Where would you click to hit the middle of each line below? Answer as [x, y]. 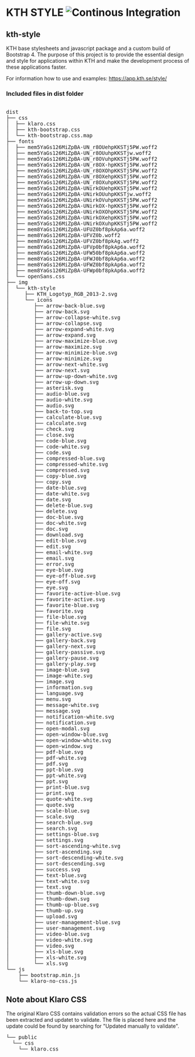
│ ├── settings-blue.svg [52, 834]
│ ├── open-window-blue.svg [57, 735]
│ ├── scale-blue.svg [48, 811]
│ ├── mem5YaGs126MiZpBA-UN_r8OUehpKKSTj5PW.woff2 [82, 147]
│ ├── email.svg [40, 558]
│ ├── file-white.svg [48, 623]
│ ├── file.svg [39, 629]
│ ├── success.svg [43, 870]
